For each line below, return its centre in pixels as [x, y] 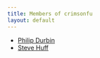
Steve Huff [33, 48]
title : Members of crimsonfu [50, 14]
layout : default [31, 20]
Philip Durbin [36, 40]
